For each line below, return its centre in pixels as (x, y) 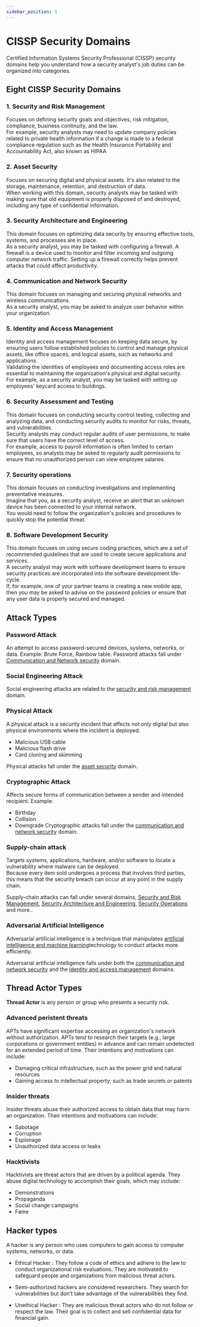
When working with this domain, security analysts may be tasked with (92, 193)
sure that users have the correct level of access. (66, 440)
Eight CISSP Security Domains (64, 89)
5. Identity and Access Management (60, 328)
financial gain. (32, 1318)
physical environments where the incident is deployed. (73, 730)
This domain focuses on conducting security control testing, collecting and (98, 415)
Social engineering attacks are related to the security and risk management (99, 689)
